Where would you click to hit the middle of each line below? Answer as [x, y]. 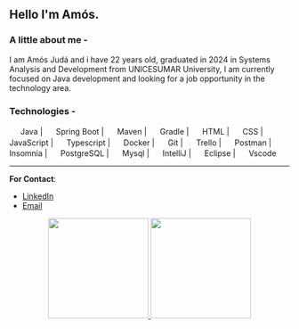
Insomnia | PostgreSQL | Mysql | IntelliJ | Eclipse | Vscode [143, 153]
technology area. [40, 87]
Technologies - [43, 111]
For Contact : [32, 179]
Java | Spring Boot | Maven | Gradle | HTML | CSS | [142, 131]
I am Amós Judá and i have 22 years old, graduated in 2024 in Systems [140, 59]
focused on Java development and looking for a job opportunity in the [137, 78]
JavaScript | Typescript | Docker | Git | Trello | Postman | [141, 143]
